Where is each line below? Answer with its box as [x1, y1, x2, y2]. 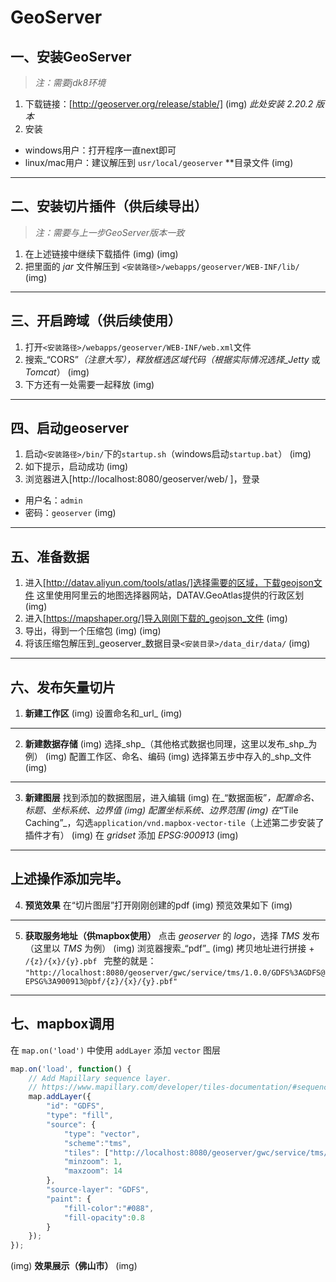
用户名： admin [24, 494, 83, 506]
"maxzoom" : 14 [63, 1166, 123, 1176]
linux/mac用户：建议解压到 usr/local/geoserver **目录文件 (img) [24, 157, 294, 168]
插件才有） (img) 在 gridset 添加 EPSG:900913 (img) [24, 829, 239, 841]
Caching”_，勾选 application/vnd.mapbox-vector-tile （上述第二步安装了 [24, 817, 325, 829]
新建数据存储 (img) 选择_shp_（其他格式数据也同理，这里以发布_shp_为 [24, 738, 318, 750]
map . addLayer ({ [28, 1092, 92, 1102]
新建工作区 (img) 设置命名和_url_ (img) [24, 707, 183, 720]
